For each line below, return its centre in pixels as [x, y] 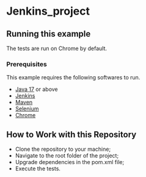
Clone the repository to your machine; [63, 149]
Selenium [27, 109]
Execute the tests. [38, 168]
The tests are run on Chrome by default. [57, 48]
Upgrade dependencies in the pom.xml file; [70, 162]
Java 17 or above [36, 89]
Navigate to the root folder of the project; [67, 156]
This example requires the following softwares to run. [73, 78]
